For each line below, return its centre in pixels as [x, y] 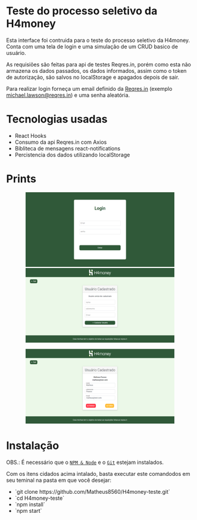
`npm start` [28, 510]
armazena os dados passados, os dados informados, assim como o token [96, 70]
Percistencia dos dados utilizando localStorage [72, 155]
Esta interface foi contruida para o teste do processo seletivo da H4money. [98, 40]
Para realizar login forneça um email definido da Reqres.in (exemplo [89, 88]
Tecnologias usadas [57, 119]
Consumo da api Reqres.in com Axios [61, 142]
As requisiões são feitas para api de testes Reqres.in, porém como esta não [99, 64]
